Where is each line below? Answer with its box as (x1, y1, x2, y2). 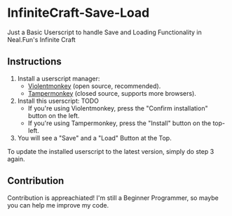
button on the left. (27, 111, 80, 120)
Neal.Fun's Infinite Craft (7, 35, 76, 43)
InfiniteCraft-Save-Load (7, 5, 150, 21)
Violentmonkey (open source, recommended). (27, 82, 161, 90)
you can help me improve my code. (7, 201, 109, 209)
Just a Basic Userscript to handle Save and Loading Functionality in (7, 28, 202, 36)
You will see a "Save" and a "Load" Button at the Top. (17, 134, 172, 142)
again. (7, 154, 26, 163)
